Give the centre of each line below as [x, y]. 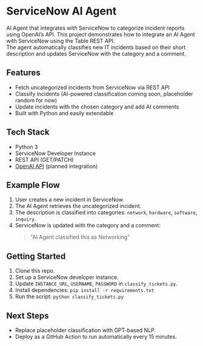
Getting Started [36, 256]
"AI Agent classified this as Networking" [80, 237]
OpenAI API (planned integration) [56, 166]
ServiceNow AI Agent [62, 11]
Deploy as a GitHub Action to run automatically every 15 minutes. [96, 337]
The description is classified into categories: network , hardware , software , [106, 213]
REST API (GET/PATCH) [44, 159]
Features [23, 73]
